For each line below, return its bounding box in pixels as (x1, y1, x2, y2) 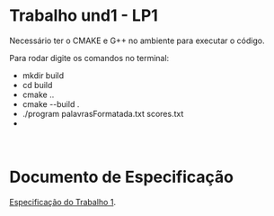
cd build (22, 79, 53, 90)
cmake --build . (22, 98, 80, 109)
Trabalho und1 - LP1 (9, 5, 159, 26)
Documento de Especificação (9, 167, 234, 187)
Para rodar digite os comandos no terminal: (9, 52, 170, 63)
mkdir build (22, 69, 65, 81)
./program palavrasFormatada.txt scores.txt (22, 108, 184, 119)
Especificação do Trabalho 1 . (9, 196, 117, 207)
